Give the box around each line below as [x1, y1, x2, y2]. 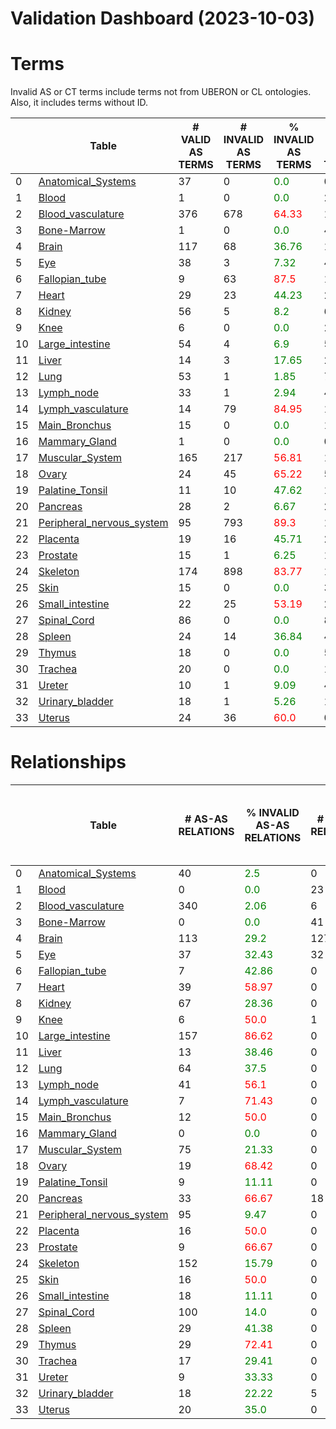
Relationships [10, 751, 127, 774]
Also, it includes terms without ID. [10, 97, 148, 109]
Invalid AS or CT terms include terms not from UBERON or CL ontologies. [10, 86, 312, 98]
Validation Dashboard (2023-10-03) [10, 7, 316, 30]
